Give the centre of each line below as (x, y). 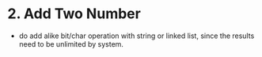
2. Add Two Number (74, 14)
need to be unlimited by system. (71, 44)
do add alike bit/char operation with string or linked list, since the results (137, 36)
